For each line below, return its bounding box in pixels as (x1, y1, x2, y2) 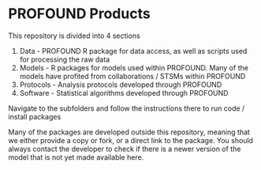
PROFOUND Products (8, 5, 151, 23)
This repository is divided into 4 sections (8, 31, 140, 40)
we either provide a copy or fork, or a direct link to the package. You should (8, 135, 254, 145)
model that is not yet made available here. (8, 152, 144, 162)
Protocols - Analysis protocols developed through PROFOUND (19, 80, 222, 89)
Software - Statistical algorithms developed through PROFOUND (19, 88, 229, 97)
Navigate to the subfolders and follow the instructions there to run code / (8, 104, 245, 113)
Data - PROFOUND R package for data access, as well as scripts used (19, 46, 248, 55)
